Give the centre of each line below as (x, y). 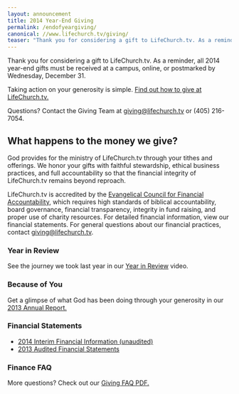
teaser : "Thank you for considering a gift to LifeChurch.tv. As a (110, 41)
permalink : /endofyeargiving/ (52, 27)
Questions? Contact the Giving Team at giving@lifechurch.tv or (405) (108, 111)
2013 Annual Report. (37, 307)
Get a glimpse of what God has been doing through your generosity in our (116, 300)
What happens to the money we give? (92, 140)
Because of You (35, 284)
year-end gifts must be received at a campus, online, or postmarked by (111, 68)
